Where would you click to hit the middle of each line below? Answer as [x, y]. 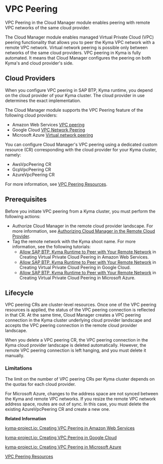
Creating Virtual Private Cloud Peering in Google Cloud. [75, 267]
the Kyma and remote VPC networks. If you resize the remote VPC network [81, 399]
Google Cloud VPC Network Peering [49, 130]
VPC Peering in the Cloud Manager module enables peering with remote [78, 22]
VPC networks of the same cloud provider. [48, 27]
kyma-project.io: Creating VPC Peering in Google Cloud [61, 437]
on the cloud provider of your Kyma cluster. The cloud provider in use [75, 95]
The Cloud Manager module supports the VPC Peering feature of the [74, 110]
